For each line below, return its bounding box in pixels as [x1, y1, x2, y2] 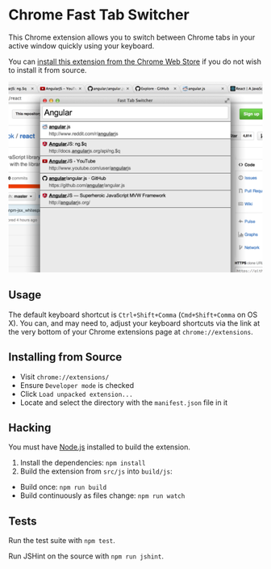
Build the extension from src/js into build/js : [19, 466, 173, 476]
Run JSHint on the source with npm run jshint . [8, 551, 164, 561]
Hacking [8, 420, 52, 434]
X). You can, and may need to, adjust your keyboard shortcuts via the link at [8, 318, 261, 328]
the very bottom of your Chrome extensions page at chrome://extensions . [8, 327, 254, 336]
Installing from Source [8, 350, 123, 365]
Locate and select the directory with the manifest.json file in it [19, 398, 228, 407]
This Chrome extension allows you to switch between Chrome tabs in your [8, 32, 256, 42]
